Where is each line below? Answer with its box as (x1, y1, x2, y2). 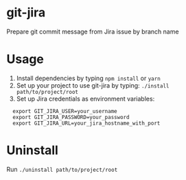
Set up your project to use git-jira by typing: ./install (16, 81, 170, 90)
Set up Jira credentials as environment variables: (16, 94, 155, 103)
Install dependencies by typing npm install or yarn (16, 74, 161, 82)
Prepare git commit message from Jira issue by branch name (6, 27, 179, 36)
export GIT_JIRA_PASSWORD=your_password (12, 114, 130, 120)
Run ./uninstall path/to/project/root (6, 165, 118, 173)
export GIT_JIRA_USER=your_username (12, 107, 117, 114)
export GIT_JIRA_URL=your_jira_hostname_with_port (12, 120, 161, 127)
